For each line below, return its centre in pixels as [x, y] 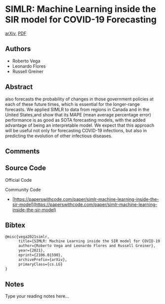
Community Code [23, 190]
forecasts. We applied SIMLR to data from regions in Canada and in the [77, 109]
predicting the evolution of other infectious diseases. [59, 136]
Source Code [25, 168]
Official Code [19, 180]
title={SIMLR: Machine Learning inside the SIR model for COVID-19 [89, 241]
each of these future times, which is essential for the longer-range [72, 104]
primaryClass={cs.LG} [41, 264]
